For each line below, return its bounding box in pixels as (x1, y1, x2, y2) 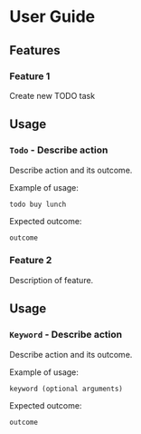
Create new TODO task (9, 90, 96, 101)
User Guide (9, 6, 96, 27)
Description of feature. (9, 274, 94, 285)
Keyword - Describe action (9, 329, 123, 341)
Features (9, 43, 61, 58)
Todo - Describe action (9, 143, 108, 156)
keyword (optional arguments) (9, 384, 124, 393)
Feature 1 (9, 70, 51, 83)
